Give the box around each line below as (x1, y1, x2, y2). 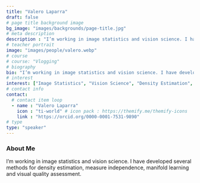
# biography (6, 64, 36, 70)
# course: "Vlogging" (6, 58, 60, 64)
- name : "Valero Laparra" (11, 102, 79, 109)
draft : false (6, 14, 39, 20)
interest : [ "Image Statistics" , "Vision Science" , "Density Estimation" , (6, 81, 193, 87)
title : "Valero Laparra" (6, 8, 68, 15)
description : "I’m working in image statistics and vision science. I (6, 36, 187, 42)
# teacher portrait (6, 42, 55, 48)
